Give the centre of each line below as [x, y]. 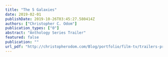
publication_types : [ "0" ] [32, 28]
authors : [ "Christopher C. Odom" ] [41, 24]
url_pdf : [14, 47]
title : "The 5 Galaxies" [31, 10]
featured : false [22, 38]
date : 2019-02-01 [23, 14]
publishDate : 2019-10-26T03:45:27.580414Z [50, 19]
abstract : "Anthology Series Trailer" [45, 33]
